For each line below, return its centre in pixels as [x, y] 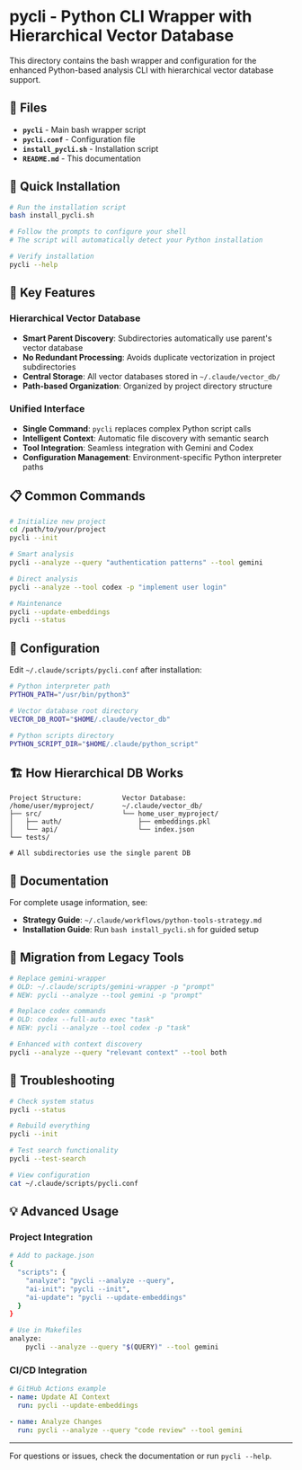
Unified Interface [47, 409]
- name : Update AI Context [60, 1397]
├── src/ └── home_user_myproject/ [114, 814]
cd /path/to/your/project [58, 530]
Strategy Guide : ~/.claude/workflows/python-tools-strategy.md [142, 920]
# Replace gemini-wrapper [58, 978]
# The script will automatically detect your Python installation [136, 240]
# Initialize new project [58, 521]
